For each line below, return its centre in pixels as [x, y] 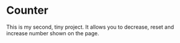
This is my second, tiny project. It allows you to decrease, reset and [90, 27]
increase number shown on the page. [53, 33]
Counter [27, 10]
